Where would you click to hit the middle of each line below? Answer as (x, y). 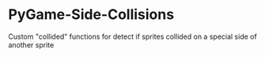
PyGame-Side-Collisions (91, 15)
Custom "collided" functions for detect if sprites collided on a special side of (132, 36)
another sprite (31, 44)
